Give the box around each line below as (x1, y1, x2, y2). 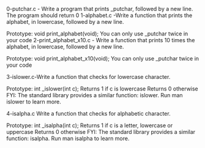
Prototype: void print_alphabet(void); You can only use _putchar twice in (6, 30, 188, 37)
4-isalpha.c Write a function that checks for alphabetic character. (6, 110, 171, 117)
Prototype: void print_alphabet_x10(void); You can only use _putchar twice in (6, 55, 199, 62)
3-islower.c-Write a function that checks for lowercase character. (6, 73, 171, 80)
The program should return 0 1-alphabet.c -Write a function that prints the (6, 12, 193, 19)
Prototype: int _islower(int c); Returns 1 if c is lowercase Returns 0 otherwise (6, 85, 199, 92)
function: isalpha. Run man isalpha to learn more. (6, 135, 130, 142)
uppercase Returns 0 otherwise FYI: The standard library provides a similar (6, 128, 196, 135)
